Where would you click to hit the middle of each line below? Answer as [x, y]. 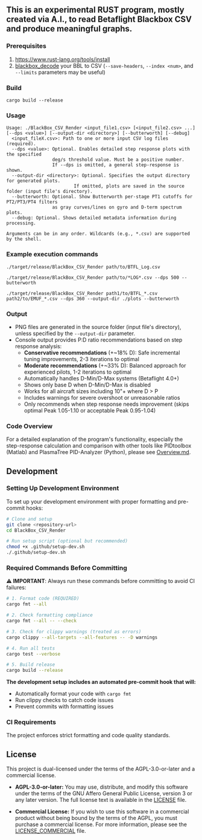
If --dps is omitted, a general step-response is [116, 165]
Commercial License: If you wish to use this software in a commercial [102, 812]
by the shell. [24, 239]
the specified [24, 155]
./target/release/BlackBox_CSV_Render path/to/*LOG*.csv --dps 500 [93, 278]
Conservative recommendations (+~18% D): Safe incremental [102, 353]
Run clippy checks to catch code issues [64, 700]
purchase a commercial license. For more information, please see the [101, 824]
